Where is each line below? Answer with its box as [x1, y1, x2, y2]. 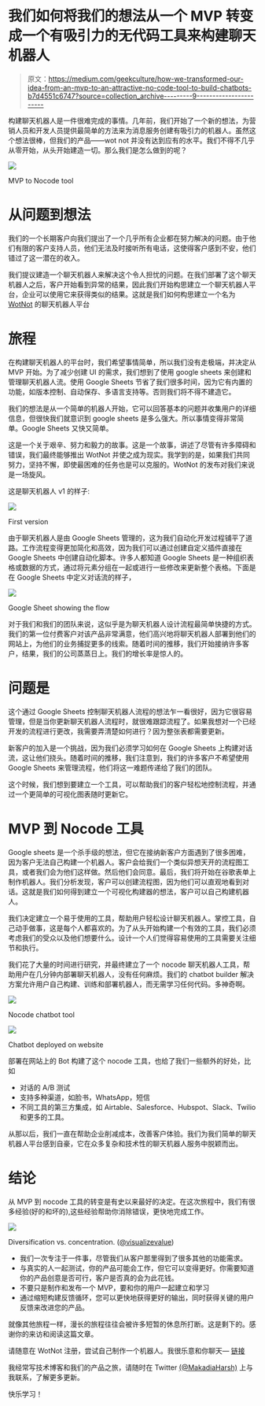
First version [8, 516, 49, 526]
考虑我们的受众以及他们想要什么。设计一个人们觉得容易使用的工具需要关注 [8, 933, 249, 942]
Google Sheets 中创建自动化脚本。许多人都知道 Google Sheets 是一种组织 [8, 553, 248, 562]
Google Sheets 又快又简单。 [21, 423, 113, 433]
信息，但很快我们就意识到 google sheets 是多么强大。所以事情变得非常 [8, 413, 237, 423]
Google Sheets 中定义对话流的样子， [17, 572, 136, 582]
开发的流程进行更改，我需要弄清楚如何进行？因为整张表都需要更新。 [8, 726, 229, 736]
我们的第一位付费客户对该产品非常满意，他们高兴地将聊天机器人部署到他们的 [8, 629, 256, 638]
